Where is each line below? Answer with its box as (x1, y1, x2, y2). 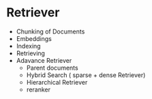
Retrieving (16, 49, 46, 57)
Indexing (16, 42, 42, 50)
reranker (26, 85, 50, 94)
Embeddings (16, 34, 52, 42)
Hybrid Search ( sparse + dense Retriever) (26, 70, 146, 79)
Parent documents (26, 63, 79, 72)
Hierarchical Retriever (26, 78, 88, 86)
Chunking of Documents (16, 27, 85, 36)
